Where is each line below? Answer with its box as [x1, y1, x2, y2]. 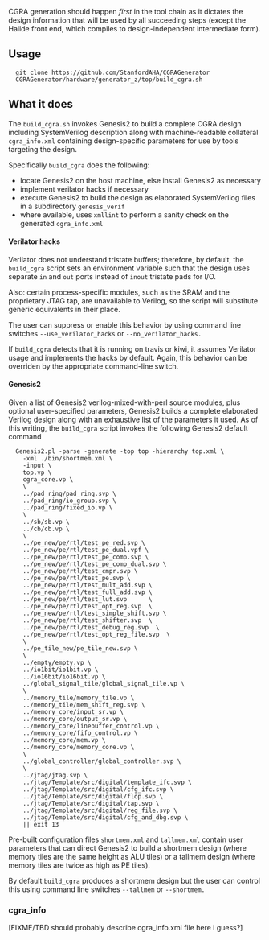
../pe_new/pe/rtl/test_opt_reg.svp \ [22, 603, 153, 611]
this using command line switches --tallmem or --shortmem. [8, 884, 206, 894]
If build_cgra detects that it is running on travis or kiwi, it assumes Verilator [8, 344, 257, 353]
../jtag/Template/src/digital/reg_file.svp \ [22, 806, 178, 815]
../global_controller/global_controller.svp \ [22, 757, 181, 765]
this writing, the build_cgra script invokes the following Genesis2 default [8, 423, 249, 433]
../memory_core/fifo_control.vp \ [22, 729, 138, 737]
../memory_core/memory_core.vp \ [22, 744, 135, 752]
